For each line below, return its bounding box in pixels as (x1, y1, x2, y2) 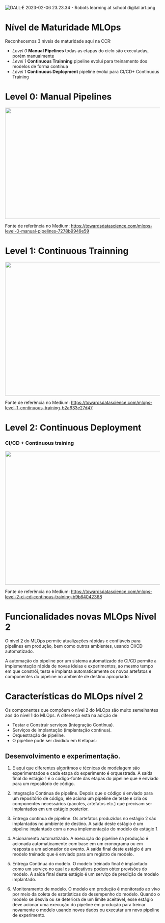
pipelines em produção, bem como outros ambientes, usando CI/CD (5, 643, 143, 649)
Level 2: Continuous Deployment (5, 422, 141, 433)
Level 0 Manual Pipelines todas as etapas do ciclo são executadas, (12, 47, 149, 54)
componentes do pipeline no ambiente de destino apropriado (5, 674, 129, 680)
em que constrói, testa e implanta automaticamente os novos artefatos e (5, 668, 152, 674)
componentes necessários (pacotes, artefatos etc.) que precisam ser (12, 800, 152, 806)
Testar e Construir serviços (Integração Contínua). (12, 722, 114, 728)
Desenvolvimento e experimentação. (5, 752, 121, 760)
